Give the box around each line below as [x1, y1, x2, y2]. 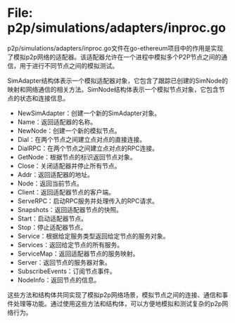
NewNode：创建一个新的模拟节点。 [17, 126, 121, 135]
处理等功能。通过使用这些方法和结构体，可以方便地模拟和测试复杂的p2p [13, 299, 222, 308]
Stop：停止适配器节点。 [17, 223, 87, 231]
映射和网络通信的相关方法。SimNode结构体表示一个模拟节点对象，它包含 [7, 85, 220, 93]
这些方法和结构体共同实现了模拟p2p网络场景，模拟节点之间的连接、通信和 [7, 290, 222, 299]
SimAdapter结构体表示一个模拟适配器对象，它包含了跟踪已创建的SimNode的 [7, 76, 229, 85]
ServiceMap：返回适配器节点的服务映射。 [17, 249, 139, 258]
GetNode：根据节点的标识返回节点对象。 [17, 152, 136, 161]
